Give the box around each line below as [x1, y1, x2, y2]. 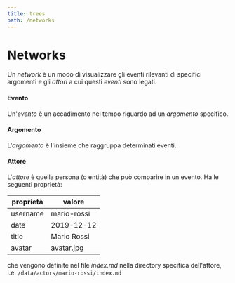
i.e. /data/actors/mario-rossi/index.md [7, 268, 121, 277]
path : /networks [7, 17, 55, 24]
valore [62, 197, 85, 207]
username [11, 209, 44, 218]
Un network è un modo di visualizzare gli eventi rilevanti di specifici [7, 70, 202, 79]
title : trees [7, 10, 46, 18]
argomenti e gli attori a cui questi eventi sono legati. [7, 78, 157, 86]
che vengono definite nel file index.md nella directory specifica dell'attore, [7, 261, 222, 270]
